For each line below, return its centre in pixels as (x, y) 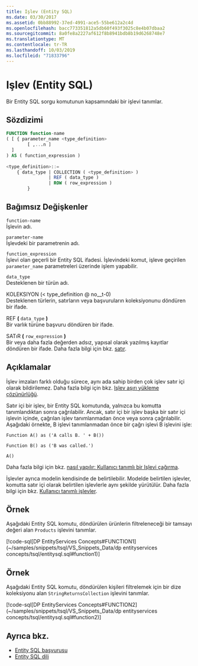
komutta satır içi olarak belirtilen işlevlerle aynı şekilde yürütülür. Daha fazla (98, 485)
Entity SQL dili (32, 657)
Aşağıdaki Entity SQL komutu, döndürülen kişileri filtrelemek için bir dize (94, 587)
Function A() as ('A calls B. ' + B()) (55, 435)
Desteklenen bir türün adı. (38, 282)
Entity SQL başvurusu (41, 650)
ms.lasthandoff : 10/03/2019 (41, 50)
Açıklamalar (29, 367)
